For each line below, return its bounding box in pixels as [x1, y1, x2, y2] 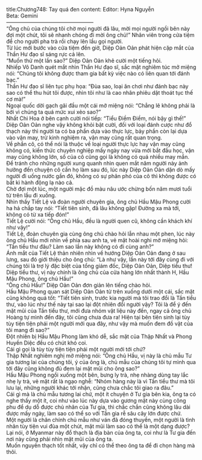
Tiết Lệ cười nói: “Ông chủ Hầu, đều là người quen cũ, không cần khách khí [6, 217, 192, 225]
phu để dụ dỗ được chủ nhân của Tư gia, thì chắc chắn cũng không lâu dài [6, 403, 191, 410]
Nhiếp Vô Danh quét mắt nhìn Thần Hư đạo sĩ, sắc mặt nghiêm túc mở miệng [6, 63, 197, 71]
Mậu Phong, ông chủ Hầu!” [6, 275, 74, 282]
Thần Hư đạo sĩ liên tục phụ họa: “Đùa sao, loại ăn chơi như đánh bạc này [6, 83, 189, 90]
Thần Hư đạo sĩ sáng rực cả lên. [6, 51, 86, 57]
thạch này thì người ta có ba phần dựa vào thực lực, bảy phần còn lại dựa [6, 127, 188, 135]
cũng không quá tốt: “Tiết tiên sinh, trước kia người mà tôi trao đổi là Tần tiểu [6, 295, 197, 301]
